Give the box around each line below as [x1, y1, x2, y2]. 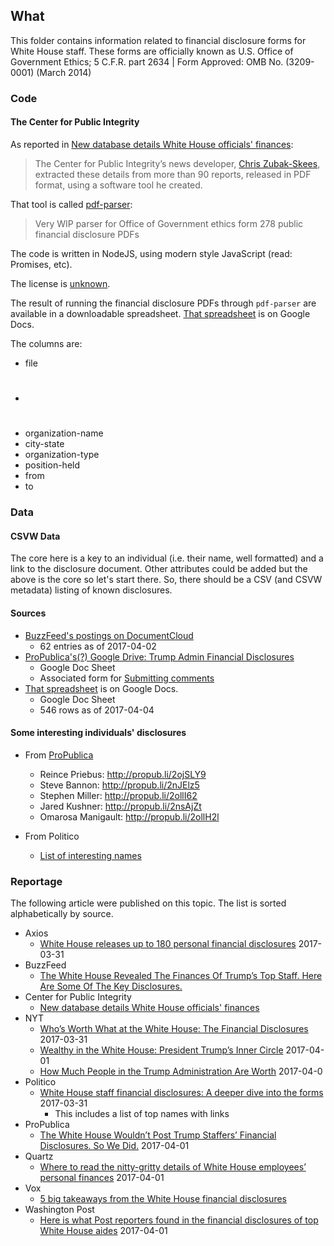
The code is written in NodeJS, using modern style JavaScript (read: [10, 247, 293, 259]
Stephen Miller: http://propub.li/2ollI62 [39, 789, 198, 801]
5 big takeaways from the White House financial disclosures [39, 1193, 287, 1205]
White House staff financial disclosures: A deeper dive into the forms [39, 1087, 324, 1099]
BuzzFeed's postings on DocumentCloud [24, 629, 194, 641]
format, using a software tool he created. [34, 179, 203, 191]
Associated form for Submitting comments [39, 672, 215, 684]
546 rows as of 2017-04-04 [39, 704, 155, 716]
